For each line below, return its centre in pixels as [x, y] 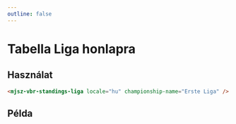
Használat [30, 75]
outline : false [30, 14]
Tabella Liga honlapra [72, 49]
